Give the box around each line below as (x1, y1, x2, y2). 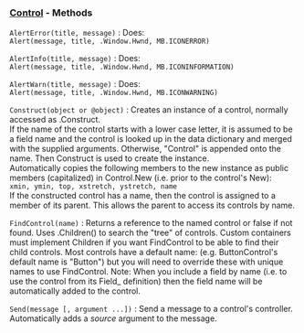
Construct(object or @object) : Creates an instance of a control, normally (9, 104, 289, 115)
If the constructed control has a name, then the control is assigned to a (9, 190, 277, 201)
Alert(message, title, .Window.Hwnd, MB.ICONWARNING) (9, 89, 219, 98)
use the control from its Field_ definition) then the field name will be (9, 276, 263, 287)
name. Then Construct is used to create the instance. (9, 153, 210, 164)
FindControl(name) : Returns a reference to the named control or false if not (9, 218, 293, 229)
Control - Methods (9, 6, 93, 19)
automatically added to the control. (9, 285, 142, 296)
